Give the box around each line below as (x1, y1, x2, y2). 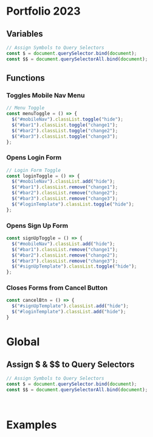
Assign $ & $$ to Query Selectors (6, 359, 135, 369)
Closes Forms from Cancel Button (6, 283, 108, 292)
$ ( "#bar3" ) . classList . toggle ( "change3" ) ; (12, 133, 118, 140)
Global (6, 335, 40, 349)
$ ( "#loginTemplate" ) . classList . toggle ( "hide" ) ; (12, 201, 135, 207)
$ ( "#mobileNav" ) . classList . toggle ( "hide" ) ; (12, 116, 123, 123)
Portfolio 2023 (6, 4, 81, 18)
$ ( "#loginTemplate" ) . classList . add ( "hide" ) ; (12, 309, 126, 315)
